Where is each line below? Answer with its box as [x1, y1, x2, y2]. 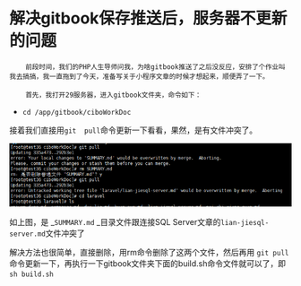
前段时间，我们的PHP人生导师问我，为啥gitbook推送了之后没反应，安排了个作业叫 [25, 62, 286, 72]
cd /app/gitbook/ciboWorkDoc [21, 108, 132, 117]
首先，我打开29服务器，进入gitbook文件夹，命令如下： [25, 91, 202, 100]
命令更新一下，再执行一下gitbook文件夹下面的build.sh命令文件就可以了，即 [9, 258, 287, 269]
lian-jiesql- [220, 219, 270, 228]
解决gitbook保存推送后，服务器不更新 [9, 8, 288, 29]
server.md [9, 230, 47, 238]
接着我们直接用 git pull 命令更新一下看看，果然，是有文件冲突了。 [9, 125, 258, 135]
